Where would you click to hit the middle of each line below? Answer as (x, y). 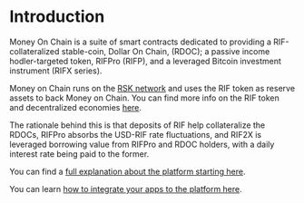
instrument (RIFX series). (56, 71)
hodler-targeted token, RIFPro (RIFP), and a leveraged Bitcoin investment (145, 61)
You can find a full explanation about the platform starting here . (127, 171)
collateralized (34, 51)
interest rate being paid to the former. (79, 154)
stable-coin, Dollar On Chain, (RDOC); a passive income (166, 51)
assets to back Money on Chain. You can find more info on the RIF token (144, 98)
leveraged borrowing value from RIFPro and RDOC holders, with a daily (142, 144)
